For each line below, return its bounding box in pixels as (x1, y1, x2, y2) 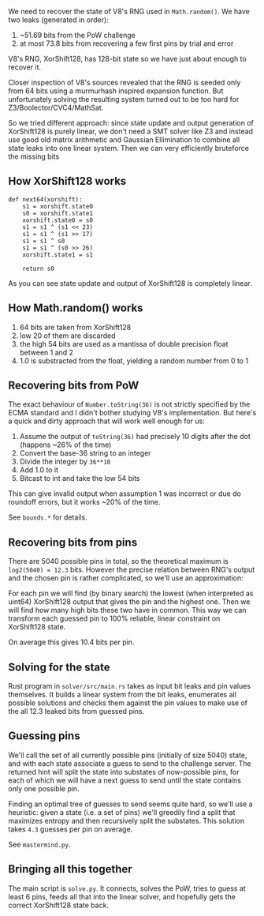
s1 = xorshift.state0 (22, 202, 93, 210)
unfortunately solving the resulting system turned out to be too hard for (8, 95, 240, 103)
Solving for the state (8, 660, 110, 674)
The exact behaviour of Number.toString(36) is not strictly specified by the (8, 400, 251, 409)
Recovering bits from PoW (8, 379, 139, 392)
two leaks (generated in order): (8, 15, 109, 24)
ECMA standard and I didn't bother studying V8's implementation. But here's (8, 408, 257, 418)
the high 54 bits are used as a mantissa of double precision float (19, 339, 229, 348)
